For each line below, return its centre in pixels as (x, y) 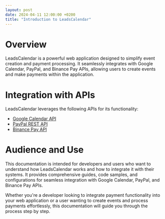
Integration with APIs (50, 95)
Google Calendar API (34, 119)
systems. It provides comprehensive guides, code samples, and (71, 174)
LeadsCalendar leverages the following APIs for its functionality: (72, 109)
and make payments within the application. (50, 74)
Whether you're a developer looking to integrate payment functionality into (83, 195)
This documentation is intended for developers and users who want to (78, 164)
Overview (26, 44)
